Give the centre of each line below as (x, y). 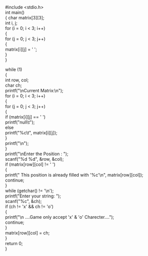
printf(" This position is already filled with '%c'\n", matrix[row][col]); (74, 175)
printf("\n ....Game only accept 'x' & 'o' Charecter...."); (60, 217)
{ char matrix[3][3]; (25, 18)
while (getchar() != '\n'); (29, 191)
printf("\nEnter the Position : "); (37, 154)
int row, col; (17, 80)
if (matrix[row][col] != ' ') (30, 164)
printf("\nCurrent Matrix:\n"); (34, 91)
